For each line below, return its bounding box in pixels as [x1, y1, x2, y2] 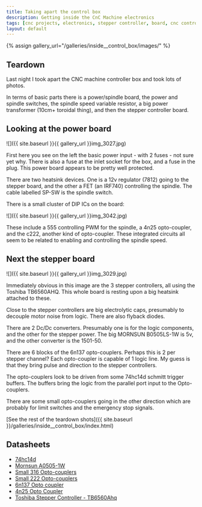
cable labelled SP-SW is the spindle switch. [6, 188, 114, 196]
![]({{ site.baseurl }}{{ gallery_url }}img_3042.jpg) [6, 212, 127, 219]
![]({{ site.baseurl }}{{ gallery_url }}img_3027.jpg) [6, 140, 126, 147]
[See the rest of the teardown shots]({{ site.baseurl [6, 415, 133, 423]
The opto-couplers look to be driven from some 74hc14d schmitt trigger [6, 373, 185, 380]
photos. [6, 82, 25, 89]
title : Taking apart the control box [6, 8, 101, 15]
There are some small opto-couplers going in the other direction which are [6, 397, 191, 405]
